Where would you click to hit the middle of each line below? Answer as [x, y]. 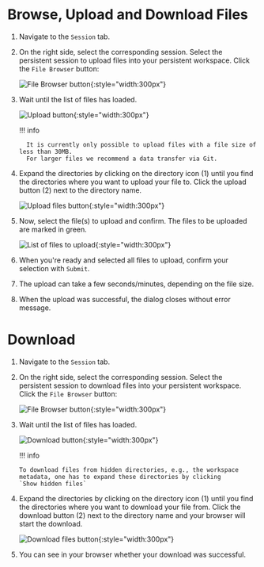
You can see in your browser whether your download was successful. [132, 554]
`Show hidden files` [53, 484]
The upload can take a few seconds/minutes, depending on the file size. [136, 284]
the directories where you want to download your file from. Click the [130, 507]
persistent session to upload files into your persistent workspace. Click [134, 60]
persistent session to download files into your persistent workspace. [130, 385]
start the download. [51, 523]
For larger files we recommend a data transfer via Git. [122, 159]
